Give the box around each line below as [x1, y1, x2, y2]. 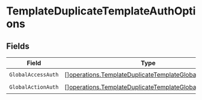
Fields [6, 41, 30, 51]
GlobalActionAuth [9, 83, 59, 90]
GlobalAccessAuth [9, 71, 59, 78]
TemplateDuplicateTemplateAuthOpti [6, 4, 196, 18]
